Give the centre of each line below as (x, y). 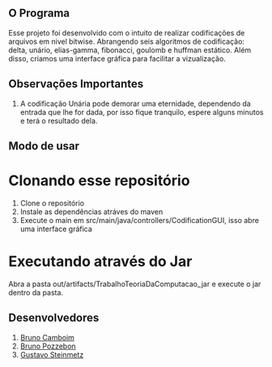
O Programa (39, 13)
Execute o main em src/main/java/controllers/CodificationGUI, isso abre (139, 220)
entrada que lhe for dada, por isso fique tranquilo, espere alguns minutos (142, 112)
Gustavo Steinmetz (52, 354)
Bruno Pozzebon (48, 346)
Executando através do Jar (100, 262)
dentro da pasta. (36, 292)
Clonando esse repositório (99, 181)
